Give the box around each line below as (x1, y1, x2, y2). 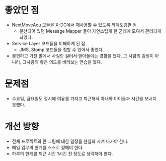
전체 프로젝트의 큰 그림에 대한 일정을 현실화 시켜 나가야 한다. (11, 138, 129, 144)
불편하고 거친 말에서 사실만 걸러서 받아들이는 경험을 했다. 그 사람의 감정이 (11, 53, 154, 58)
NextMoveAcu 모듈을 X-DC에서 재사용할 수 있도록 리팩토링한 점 (11, 22, 137, 28)
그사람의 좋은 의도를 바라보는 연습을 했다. (22, 59, 102, 65)
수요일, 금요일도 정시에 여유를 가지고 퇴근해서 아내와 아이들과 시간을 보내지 (11, 95, 157, 102)
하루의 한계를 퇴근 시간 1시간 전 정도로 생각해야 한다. (11, 151, 113, 157)
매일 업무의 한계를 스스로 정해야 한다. (11, 144, 84, 150)
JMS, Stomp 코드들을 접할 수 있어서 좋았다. (19, 47, 104, 53)
